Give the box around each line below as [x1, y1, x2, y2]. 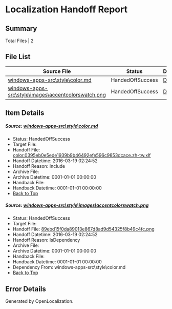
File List [5, 52, 31, 61]
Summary [5, 24, 37, 33]
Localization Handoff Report [5, 4, 128, 15]
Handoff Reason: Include [12, 163, 66, 169]
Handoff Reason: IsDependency [12, 237, 80, 243]
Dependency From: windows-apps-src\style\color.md [12, 264, 126, 271]
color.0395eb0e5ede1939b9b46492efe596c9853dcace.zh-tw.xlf [12, 152, 151, 159]
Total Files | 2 [5, 37, 34, 44]
